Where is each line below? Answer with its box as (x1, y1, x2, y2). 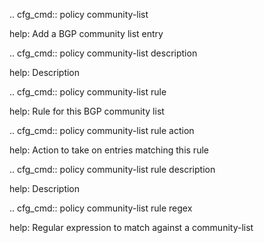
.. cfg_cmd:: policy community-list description (9, 47, 198, 59)
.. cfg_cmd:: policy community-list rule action (9, 125, 195, 136)
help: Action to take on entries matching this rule (9, 144, 209, 156)
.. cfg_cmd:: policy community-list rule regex (9, 202, 193, 214)
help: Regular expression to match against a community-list (9, 222, 254, 233)
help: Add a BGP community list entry (9, 28, 164, 39)
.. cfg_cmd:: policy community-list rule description (9, 164, 216, 175)
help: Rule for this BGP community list (9, 105, 165, 117)
